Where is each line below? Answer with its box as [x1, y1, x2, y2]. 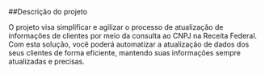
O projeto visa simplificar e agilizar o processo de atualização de [8, 23, 224, 31]
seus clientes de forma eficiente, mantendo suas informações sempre [8, 48, 241, 57]
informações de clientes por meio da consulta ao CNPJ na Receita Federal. [8, 31, 257, 40]
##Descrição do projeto [8, 7, 87, 16]
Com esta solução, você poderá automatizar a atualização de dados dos [8, 39, 250, 49]
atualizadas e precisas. [8, 56, 85, 66]
